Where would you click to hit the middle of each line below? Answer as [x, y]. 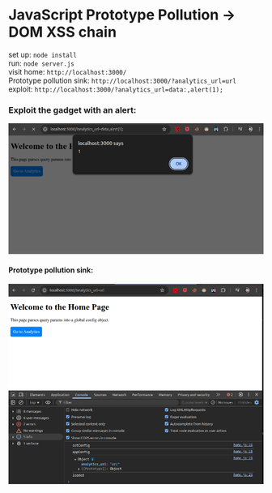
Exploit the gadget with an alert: [72, 109]
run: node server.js [42, 63]
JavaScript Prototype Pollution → [122, 15]
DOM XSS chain [63, 32]
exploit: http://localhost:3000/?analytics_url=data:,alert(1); [116, 89]
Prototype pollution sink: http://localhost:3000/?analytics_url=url [123, 80]
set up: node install [42, 54]
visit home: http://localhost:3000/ [68, 71]
